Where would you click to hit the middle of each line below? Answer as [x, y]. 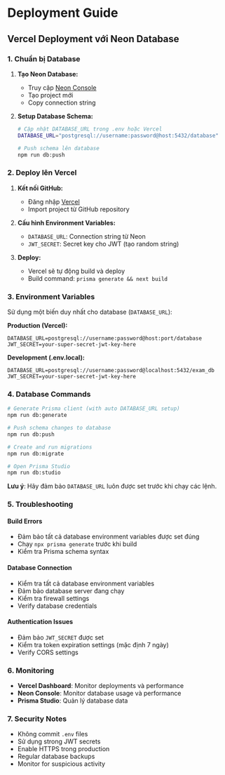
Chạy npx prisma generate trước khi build [77, 544]
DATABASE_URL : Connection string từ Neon [87, 236]
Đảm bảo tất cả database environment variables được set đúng [108, 537]
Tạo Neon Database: [48, 74]
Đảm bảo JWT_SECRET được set [60, 637]
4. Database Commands [49, 394]
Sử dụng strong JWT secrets [59, 741]
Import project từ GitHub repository [79, 209]
